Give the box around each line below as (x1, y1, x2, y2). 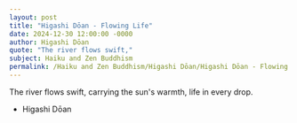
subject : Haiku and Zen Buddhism (9, 54, 133, 63)
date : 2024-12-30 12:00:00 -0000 (9, 29, 133, 38)
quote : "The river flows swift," (9, 46, 133, 55)
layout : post (9, 12, 58, 22)
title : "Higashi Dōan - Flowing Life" (9, 21, 153, 30)
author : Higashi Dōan (9, 37, 90, 47)
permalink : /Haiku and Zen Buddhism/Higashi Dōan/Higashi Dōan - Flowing (9, 63, 289, 72)
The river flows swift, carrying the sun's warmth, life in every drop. (9, 86, 253, 97)
